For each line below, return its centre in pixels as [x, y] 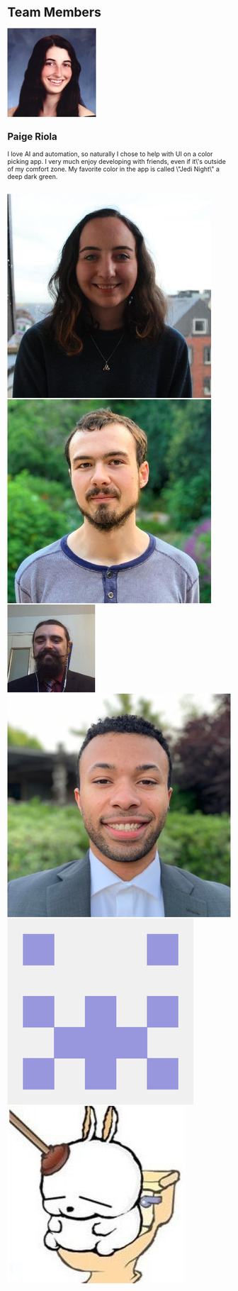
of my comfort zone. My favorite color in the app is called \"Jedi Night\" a [113, 169]
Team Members [54, 12]
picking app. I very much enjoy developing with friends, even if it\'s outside [117, 161]
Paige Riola [33, 137]
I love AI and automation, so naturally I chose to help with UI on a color [110, 154]
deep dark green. [33, 176]
